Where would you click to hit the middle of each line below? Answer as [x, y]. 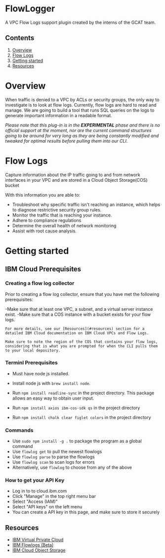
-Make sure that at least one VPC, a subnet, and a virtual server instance [79, 309]
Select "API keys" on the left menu [47, 507]
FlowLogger [30, 9]
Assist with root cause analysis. [44, 231]
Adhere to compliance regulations [47, 220]
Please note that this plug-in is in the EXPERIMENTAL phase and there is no [83, 125]
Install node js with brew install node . [51, 383]
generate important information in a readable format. [59, 115]
